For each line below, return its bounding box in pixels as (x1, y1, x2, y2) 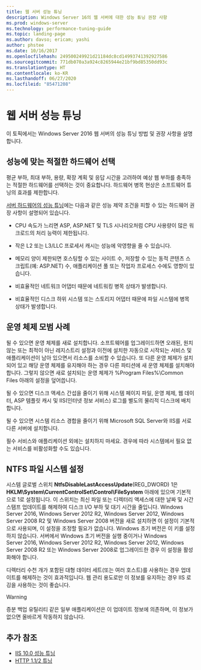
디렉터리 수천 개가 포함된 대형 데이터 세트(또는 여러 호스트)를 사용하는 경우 (6, 566, 180, 573)
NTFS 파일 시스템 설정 (6, 464, 84, 474)
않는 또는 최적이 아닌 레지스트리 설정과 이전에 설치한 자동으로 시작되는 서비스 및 (6, 346, 192, 354)
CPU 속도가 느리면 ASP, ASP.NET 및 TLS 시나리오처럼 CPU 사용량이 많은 (14, 221, 188, 229)
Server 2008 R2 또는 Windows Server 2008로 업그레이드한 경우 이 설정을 (6, 546, 182, 554)
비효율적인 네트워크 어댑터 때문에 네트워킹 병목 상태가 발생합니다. (14, 283, 167, 290)
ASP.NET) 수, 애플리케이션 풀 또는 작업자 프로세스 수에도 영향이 (39, 262, 188, 269)
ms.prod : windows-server (6, 20, 68, 26)
